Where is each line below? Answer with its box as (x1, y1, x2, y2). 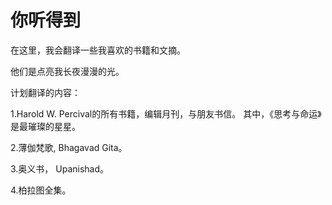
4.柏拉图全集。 (10, 184, 72, 196)
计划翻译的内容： (10, 86, 81, 98)
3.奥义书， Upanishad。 (10, 162, 110, 175)
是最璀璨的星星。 (10, 120, 81, 132)
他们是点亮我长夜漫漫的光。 (10, 65, 125, 77)
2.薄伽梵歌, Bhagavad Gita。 (10, 141, 128, 153)
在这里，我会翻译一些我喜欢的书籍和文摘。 (10, 44, 186, 56)
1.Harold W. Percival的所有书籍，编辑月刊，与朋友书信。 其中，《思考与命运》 (10, 107, 322, 120)
